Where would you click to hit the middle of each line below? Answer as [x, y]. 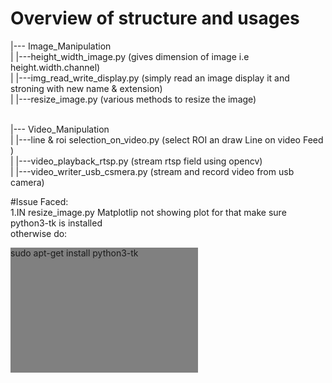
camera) [27, 182]
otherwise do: [39, 233]
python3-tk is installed [56, 223]
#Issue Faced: [39, 201]
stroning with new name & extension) [86, 88]
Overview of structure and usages [155, 18]
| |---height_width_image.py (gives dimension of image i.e [130, 56]
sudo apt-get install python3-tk [74, 253]
